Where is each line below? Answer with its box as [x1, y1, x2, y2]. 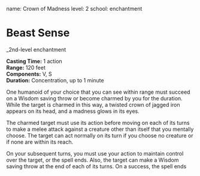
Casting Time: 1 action [6, 57, 63, 65]
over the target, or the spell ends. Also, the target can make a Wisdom [6, 156, 179, 163]
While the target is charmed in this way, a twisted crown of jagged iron [6, 101, 181, 108]
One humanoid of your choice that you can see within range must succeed [6, 88, 190, 96]
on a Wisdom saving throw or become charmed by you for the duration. [6, 94, 183, 102]
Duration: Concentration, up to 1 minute [6, 76, 104, 83]
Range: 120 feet [6, 64, 46, 71]
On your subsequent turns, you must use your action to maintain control [6, 150, 184, 157]
